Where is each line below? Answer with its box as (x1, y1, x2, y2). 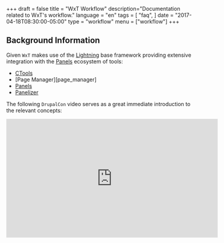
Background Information (6, 36, 100, 46)
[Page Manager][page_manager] (14, 75, 97, 83)
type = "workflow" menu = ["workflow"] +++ (68, 18, 180, 25)
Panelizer (14, 89, 39, 96)
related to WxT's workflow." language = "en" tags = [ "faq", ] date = (6, 11, 174, 19)
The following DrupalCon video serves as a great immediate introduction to (6, 100, 191, 107)
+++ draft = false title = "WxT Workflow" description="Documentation (6, 5, 181, 12)
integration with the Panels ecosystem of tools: (6, 57, 123, 65)
